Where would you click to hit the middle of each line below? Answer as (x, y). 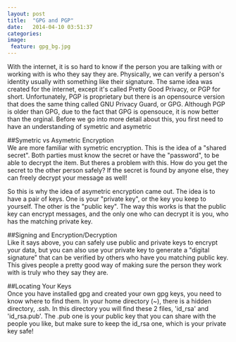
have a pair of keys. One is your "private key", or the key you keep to (107, 199)
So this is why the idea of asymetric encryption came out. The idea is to (111, 191)
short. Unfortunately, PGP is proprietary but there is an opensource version (116, 97)
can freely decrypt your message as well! (67, 178)
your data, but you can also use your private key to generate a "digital (108, 250)
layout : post (26, 14)
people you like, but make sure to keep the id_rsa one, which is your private (117, 324)
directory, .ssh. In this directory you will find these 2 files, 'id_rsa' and (108, 309)
